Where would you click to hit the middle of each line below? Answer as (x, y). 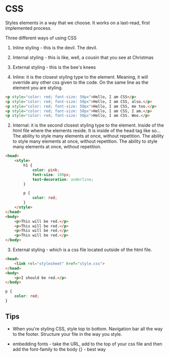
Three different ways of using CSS (41, 38)
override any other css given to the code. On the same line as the (80, 82)
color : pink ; (46, 170)
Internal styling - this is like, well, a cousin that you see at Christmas (83, 57)
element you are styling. (38, 87)
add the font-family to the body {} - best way (59, 349)
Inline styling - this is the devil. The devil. (55, 47)
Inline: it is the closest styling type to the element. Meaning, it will (80, 77)
